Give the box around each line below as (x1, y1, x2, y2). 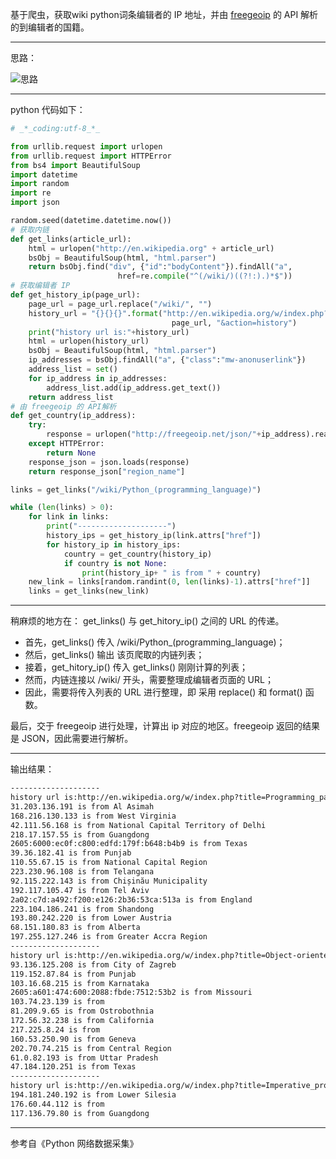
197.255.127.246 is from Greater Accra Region (10, 932, 208, 942)
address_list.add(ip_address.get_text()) (46, 383, 222, 393)
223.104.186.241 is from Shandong (10, 904, 155, 914)
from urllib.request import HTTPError (10, 151, 172, 161)
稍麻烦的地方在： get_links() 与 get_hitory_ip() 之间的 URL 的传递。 (10, 615, 285, 627)
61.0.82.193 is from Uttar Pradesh (10, 1053, 159, 1063)
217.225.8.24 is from (10, 1024, 101, 1035)
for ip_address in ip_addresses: (28, 373, 168, 383)
